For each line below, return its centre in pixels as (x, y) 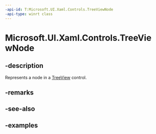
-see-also (20, 109)
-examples (21, 125)
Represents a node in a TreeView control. (46, 77)
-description (24, 66)
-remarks (19, 92)
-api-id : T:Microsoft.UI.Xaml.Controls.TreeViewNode (59, 9)
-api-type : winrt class (29, 14)
